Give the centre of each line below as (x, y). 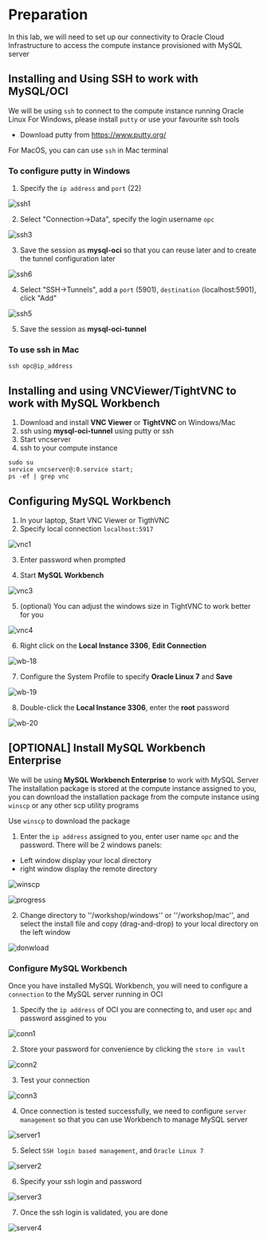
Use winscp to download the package (69, 821)
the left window (45, 932)
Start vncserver (45, 439)
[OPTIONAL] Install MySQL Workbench (107, 748)
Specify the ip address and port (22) (80, 189)
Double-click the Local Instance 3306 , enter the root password (124, 707)
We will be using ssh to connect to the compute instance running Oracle (126, 110)
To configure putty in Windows (69, 171)
